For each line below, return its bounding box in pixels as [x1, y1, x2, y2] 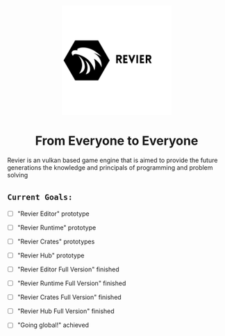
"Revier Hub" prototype [17, 251, 85, 259]
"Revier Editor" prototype [17, 209, 90, 218]
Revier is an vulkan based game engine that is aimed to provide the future [7, 156, 218, 164]
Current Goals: [7, 192, 73, 202]
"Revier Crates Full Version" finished [17, 293, 122, 301]
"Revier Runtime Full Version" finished [17, 279, 126, 287]
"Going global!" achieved [17, 321, 89, 329]
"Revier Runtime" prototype [17, 223, 97, 232]
